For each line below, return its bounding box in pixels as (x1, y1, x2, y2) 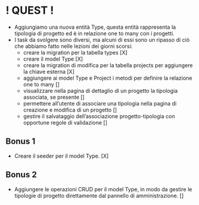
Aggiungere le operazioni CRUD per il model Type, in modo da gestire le (14, 185, 192, 192)
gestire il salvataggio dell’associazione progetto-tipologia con (23, 112, 175, 120)
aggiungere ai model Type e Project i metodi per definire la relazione (23, 74, 192, 82)
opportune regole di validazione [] (23, 119, 107, 126)
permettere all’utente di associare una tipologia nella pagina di (23, 100, 177, 107)
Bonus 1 (5, 136, 35, 147)
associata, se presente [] (23, 94, 85, 101)
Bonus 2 (5, 170, 37, 180)
